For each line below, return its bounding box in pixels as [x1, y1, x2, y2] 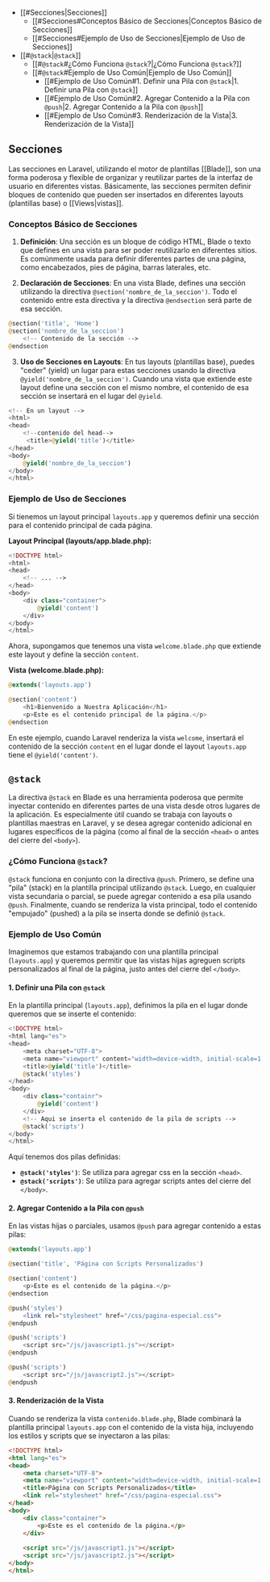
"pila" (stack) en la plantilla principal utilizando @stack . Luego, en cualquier [8, 883, 256, 892]
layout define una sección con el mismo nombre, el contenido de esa [19, 382, 250, 392]
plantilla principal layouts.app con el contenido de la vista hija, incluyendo [8, 1422, 254, 1432]
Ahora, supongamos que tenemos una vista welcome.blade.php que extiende [8, 641, 262, 651]
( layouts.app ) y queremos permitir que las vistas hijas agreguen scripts [8, 955, 246, 965]
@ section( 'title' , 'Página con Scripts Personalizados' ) [8, 1260, 204, 1268]
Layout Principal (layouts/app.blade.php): [8, 535, 152, 545]
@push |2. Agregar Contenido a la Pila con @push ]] [44, 102, 204, 111]
